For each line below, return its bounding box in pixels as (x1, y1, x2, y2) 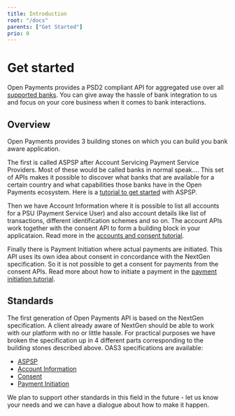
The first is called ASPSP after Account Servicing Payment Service (7, 159, 199, 166)
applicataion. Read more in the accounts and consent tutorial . (7, 232, 185, 239)
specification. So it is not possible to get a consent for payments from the (7, 260, 219, 268)
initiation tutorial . (7, 275, 56, 283)
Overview (7, 119, 51, 130)
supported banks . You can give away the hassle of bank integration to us (7, 90, 218, 99)
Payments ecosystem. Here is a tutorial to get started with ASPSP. (7, 188, 198, 196)
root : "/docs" (7, 17, 49, 24)
